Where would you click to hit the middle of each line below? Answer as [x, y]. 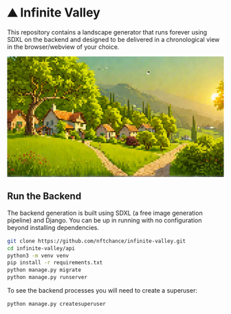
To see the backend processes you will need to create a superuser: [102, 291]
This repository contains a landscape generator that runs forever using [107, 32]
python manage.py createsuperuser [57, 304]
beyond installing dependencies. [53, 227]
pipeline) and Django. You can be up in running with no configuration [104, 220]
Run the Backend [44, 197]
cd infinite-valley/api [41, 248]
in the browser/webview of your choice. [63, 47]
